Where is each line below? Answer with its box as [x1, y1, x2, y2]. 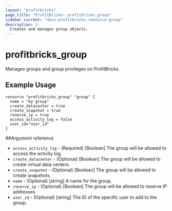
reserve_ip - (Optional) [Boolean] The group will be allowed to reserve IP [12, 183, 167, 189]
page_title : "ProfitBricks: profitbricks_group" [5, 12, 111, 17]
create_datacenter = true [10, 103, 66, 109]
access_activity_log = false [10, 117, 72, 122]
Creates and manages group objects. [10, 27, 88, 32]
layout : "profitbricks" [5, 7, 56, 13]
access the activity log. [12, 150, 62, 156]
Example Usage [5, 81, 56, 90]
